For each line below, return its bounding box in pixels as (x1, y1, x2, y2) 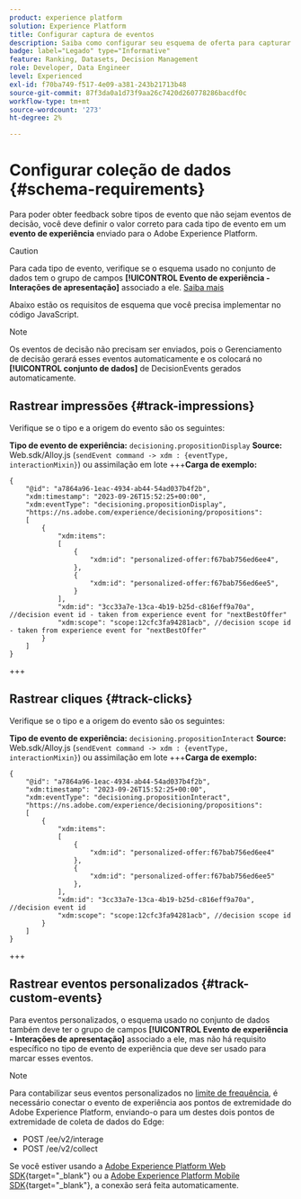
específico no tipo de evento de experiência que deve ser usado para (9, 1042, 267, 1053)
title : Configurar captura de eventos (9, 30, 155, 39)
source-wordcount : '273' (9, 105, 102, 114)
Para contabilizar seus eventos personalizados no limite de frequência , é (9, 1087, 279, 1098)
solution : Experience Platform (9, 22, 127, 31)
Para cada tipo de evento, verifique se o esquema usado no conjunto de (9, 263, 277, 274)
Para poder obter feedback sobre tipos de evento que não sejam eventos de (9, 209, 292, 220)
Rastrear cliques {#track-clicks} (9, 692, 193, 707)
